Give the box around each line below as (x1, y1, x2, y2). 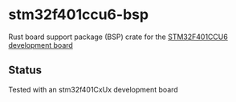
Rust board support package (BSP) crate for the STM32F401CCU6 (8, 32, 229, 41)
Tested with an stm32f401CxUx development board (8, 84, 178, 94)
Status (8, 64, 43, 77)
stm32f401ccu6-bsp (8, 6, 149, 24)
